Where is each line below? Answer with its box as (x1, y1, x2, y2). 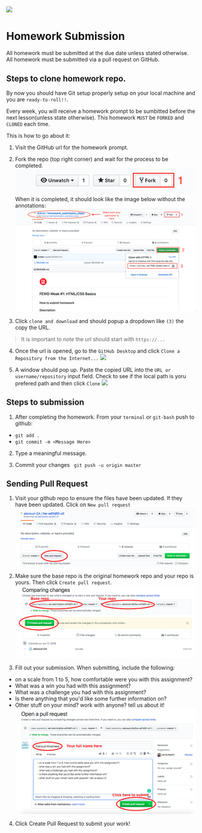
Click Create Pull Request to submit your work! (14, 820, 130, 828)
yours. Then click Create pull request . (14, 579, 112, 586)
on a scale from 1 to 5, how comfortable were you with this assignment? (14, 675, 193, 683)
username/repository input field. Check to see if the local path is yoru (14, 372, 186, 379)
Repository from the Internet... (14, 355, 99, 361)
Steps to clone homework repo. (6, 73, 126, 83)
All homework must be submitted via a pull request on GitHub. (6, 56, 160, 63)
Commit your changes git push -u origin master (14, 461, 141, 468)
